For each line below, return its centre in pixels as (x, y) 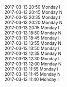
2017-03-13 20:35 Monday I (33, 17)
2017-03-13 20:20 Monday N (33, 22)
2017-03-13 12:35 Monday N (33, 53)
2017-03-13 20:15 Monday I (32, 28)
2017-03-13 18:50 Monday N (33, 33)
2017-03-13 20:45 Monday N (33, 12)
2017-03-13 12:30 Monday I (32, 59)
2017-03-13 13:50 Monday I (32, 48)
